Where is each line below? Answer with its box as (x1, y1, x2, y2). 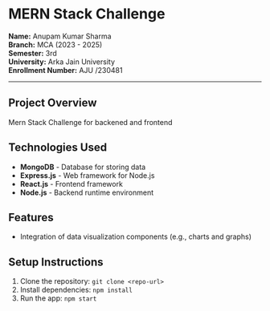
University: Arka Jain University (8, 57, 115, 67)
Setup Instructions (8, 255, 104, 269)
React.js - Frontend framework (19, 179, 123, 188)
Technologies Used (8, 141, 107, 155)
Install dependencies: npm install (19, 285, 133, 295)
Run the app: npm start (19, 293, 97, 303)
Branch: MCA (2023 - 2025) (8, 39, 103, 49)
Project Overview (8, 96, 97, 110)
